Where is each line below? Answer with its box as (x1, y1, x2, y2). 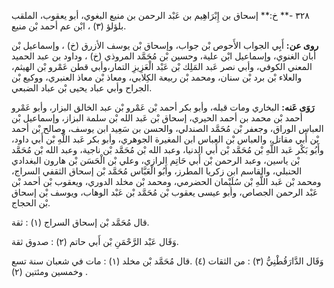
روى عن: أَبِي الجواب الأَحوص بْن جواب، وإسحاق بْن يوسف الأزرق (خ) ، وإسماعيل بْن (11, 40, 319, 51)
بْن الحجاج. (11, 197, 51, 209)
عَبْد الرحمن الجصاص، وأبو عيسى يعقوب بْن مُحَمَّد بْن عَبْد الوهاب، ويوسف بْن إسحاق (11, 186, 319, 198)
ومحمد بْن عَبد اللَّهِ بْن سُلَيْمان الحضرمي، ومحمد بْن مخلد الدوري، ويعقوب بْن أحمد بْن (11, 176, 322, 187)
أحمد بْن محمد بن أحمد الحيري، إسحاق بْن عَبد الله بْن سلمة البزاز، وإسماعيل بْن (11, 112, 303, 124)
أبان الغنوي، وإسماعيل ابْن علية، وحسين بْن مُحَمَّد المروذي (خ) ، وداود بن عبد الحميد (11, 50, 317, 62)
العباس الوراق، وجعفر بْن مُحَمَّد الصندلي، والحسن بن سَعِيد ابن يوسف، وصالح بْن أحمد (11, 123, 324, 134)
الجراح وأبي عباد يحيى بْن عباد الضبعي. (11, 82, 153, 94)
